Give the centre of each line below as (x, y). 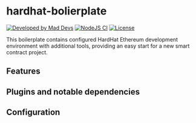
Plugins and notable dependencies (73, 92)
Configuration (33, 112)
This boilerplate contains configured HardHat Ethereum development (92, 39)
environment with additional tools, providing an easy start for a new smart (98, 46)
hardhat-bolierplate (57, 11)
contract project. (27, 52)
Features (23, 71)
